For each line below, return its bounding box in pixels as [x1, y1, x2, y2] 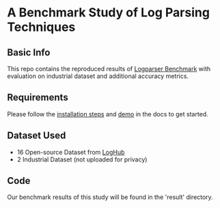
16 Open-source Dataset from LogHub [16, 148, 125, 156]
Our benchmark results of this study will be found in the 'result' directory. [7, 193, 213, 201]
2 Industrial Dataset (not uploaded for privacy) [16, 155, 148, 164]
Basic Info [7, 47, 51, 58]
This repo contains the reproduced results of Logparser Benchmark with [7, 65, 211, 73]
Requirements [7, 92, 68, 103]
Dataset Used [7, 130, 66, 142]
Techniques [7, 19, 76, 35]
